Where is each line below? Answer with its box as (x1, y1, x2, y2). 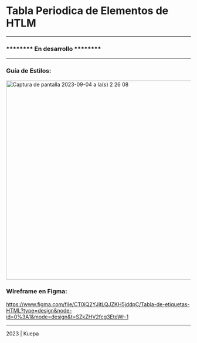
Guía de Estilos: (6, 67, 52, 75)
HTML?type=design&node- (6, 307, 72, 314)
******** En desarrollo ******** (6, 44, 101, 53)
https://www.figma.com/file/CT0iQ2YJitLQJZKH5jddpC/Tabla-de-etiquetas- (6, 300, 190, 308)
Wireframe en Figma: (6, 287, 67, 296)
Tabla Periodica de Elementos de (6, 4, 169, 18)
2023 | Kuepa (6, 330, 39, 337)
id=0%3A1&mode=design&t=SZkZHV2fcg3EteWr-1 (6, 313, 129, 320)
